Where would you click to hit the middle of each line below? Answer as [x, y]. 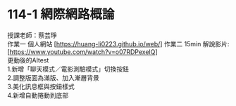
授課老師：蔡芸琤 [32, 35]
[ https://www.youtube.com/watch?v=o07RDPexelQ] [82, 52]
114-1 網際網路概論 [61, 14]
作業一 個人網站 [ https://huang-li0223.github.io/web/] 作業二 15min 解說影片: [118, 44]
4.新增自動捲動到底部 [38, 95]
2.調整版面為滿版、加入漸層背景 [54, 77]
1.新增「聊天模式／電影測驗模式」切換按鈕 [68, 69]
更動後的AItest [28, 60]
